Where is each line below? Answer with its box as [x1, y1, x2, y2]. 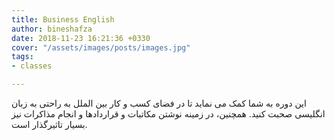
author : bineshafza [11, 24, 93, 34]
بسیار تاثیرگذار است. [11, 119, 88, 130]
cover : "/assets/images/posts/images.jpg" [11, 42, 191, 53]
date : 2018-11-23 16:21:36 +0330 [11, 33, 151, 43]
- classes [11, 61, 53, 71]
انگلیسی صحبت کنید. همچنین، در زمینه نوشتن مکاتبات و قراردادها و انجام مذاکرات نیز [11, 108, 326, 120]
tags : [11, 52, 34, 62]
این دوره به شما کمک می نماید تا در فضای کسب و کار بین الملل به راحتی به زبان [11, 97, 307, 109]
